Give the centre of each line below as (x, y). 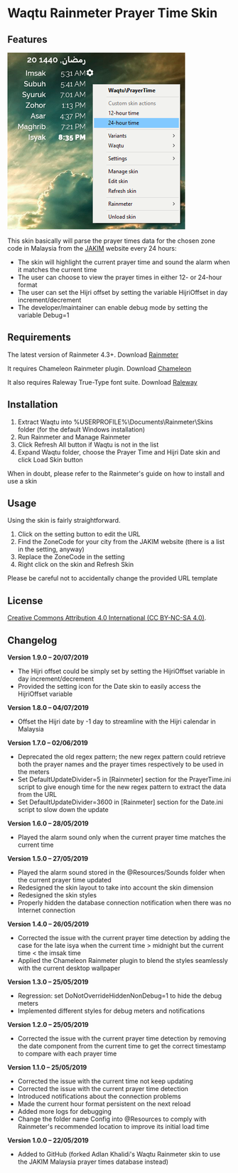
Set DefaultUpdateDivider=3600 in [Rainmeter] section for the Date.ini (120, 802)
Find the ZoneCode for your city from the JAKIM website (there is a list (121, 542)
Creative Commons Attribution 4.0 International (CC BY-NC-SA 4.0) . (107, 618)
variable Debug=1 (43, 315)
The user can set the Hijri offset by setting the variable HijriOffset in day (123, 292)
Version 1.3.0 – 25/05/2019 (48, 982)
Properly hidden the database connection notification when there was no (124, 903)
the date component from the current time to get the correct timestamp (122, 1046)
